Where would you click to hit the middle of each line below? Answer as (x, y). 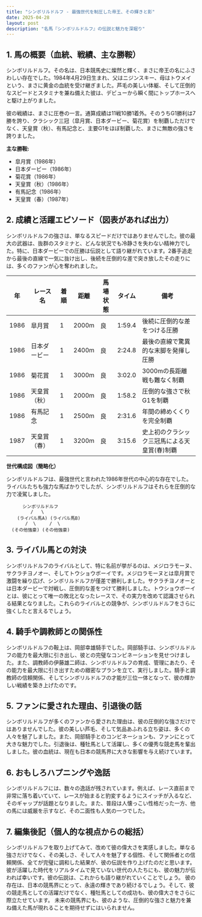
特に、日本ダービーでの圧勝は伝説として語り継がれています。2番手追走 (105, 250)
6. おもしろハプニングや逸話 (58, 773)
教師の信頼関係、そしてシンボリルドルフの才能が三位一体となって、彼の (95, 677)
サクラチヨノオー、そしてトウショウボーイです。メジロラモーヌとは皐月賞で (101, 573)
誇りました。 (22, 136)
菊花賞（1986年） (37, 177)
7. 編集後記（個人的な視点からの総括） (77, 832)
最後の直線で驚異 (166, 341)
